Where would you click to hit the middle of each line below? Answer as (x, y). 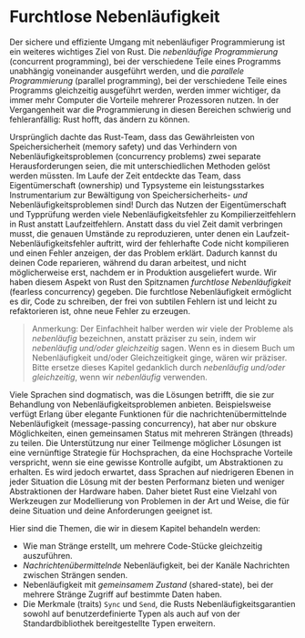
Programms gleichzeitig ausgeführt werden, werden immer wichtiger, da (145, 90)
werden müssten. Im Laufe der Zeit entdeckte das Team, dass (125, 176)
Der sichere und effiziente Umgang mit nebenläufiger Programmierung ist (147, 42)
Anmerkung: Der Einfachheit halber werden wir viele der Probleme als (163, 329)
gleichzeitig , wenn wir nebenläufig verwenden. (119, 377)
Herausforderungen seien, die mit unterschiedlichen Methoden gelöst (140, 166)
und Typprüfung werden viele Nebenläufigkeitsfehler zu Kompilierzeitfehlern (152, 214)
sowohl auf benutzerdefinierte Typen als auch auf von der (131, 613)
